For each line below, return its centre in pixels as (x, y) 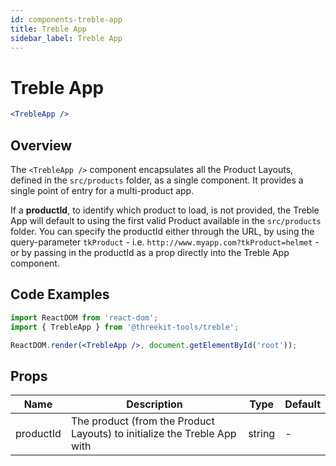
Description (154, 404)
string (262, 434)
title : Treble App (48, 29)
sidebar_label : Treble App (66, 38)
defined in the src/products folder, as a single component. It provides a (157, 180)
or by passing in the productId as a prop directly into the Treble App (150, 252)
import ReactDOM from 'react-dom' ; (84, 317)
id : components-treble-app (66, 19)
